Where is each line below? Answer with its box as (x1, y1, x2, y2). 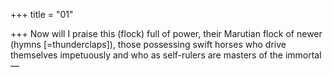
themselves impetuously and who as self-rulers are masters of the (10, 49, 283, 61)
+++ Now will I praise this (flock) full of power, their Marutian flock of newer (10, 28, 323, 39)
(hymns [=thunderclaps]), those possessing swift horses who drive (10, 39, 287, 50)
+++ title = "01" (10, 9, 74, 20)
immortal (284, 49, 322, 61)
